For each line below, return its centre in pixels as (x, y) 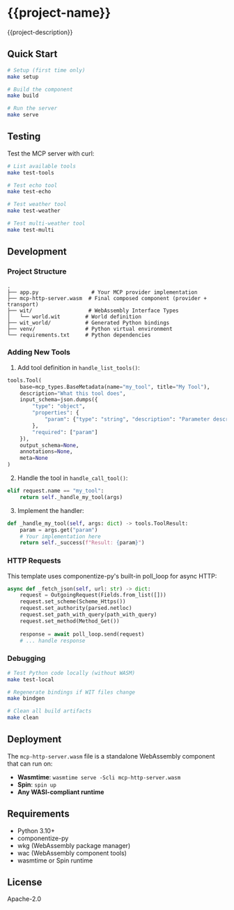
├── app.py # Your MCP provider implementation (102, 292)
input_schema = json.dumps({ (59, 400)
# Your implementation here (60, 536)
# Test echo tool (32, 185)
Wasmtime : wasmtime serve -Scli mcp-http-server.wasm (99, 777)
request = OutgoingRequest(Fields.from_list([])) (93, 595)
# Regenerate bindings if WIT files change (71, 692)
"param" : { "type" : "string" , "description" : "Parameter (127, 419)
